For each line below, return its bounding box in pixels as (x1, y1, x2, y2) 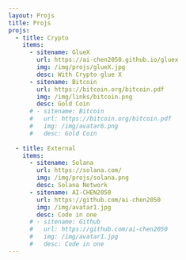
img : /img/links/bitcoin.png (36, 93, 133, 101)
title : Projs (8, 19, 51, 27)
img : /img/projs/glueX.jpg (36, 63, 126, 71)
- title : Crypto (15, 33, 69, 42)
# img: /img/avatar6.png (28, 122, 119, 130)
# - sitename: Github (28, 218, 101, 226)
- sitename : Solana (28, 159, 93, 167)
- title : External (15, 144, 77, 152)
